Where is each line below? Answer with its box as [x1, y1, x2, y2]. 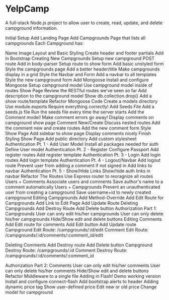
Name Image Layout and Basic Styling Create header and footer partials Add [5, 50, 164, 56]
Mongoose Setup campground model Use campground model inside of [5, 82, 153, 88]
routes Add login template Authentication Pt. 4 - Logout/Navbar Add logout [5, 157, 161, 163]
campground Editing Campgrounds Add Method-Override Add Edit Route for [5, 195, 164, 201]
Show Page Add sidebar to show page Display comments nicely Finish [5, 130, 151, 136]
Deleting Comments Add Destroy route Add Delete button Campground [5, 242, 152, 248]
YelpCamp [5, 3, 49, 15]
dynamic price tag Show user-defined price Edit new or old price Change [5, 283, 157, 290]
